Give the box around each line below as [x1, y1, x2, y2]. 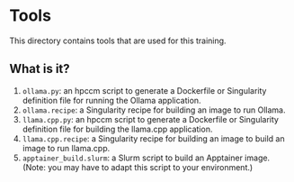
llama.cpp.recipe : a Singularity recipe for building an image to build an [22, 132, 285, 144]
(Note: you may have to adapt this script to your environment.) [22, 161, 254, 172]
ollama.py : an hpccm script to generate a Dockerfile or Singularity [22, 85, 267, 96]
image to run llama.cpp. [22, 142, 111, 153]
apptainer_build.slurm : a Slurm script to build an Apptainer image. [22, 152, 271, 163]
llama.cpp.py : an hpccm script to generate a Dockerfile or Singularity [22, 114, 279, 124]
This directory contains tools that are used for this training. [9, 35, 227, 46]
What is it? [9, 61, 70, 77]
